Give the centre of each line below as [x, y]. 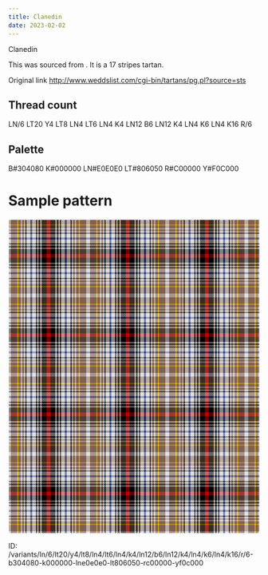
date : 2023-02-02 [37, 25]
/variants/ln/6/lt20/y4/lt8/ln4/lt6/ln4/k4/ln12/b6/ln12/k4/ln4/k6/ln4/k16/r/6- [131, 554]
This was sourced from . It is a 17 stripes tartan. [86, 65]
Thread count [43, 105]
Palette [26, 149]
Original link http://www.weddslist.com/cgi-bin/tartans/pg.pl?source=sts [127, 80]
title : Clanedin [35, 17]
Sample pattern [61, 201]
